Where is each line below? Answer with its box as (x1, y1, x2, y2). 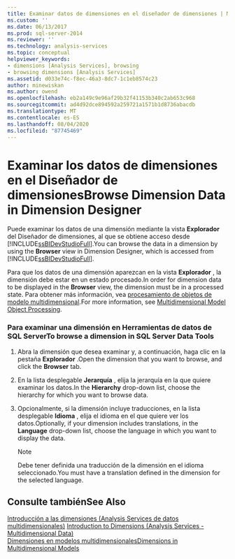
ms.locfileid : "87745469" (7, 127, 83, 134)
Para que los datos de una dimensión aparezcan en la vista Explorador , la (7, 268, 222, 277)
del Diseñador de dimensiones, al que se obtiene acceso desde (7, 232, 190, 241)
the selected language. (17, 476, 84, 484)
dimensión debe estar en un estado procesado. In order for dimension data (7, 275, 222, 284)
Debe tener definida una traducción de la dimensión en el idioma (17, 460, 204, 469)
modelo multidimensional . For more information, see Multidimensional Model (7, 298, 226, 306)
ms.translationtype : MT (7, 108, 77, 115)
